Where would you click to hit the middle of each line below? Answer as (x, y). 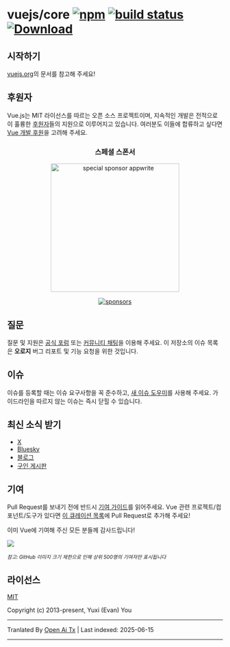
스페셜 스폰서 (115, 152)
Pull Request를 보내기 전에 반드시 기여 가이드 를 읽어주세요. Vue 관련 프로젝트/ (112, 507)
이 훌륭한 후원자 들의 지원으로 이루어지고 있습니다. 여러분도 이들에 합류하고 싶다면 (115, 124)
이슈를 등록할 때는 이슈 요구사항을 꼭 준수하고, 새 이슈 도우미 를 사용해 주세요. (109, 392)
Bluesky (28, 449)
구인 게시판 (32, 466)
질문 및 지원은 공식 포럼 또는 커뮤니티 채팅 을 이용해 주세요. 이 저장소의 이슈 (106, 342)
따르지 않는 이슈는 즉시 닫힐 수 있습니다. (89, 401)
